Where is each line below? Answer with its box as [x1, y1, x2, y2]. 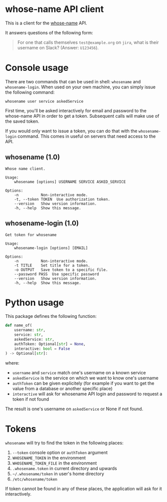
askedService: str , [14, 337, 55, 342]
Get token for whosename [5, 232, 57, 238]
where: [5, 360, 20, 366]
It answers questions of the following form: [5, 29, 93, 35]
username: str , [14, 328, 46, 333]
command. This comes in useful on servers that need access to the [17, 133, 156, 139]
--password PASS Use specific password [14, 271, 99, 276]
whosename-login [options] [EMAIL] [14, 246, 88, 251]
